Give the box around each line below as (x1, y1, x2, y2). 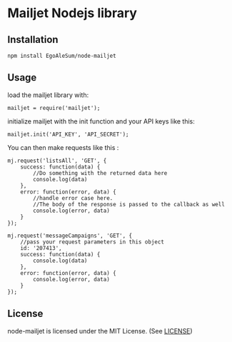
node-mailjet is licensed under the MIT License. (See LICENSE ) (7, 326, 193, 335)
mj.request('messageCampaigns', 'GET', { (7, 232, 133, 239)
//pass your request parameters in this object (20, 238, 164, 246)
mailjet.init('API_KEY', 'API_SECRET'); (7, 131, 130, 138)
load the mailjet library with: (7, 91, 89, 99)
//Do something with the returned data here (33, 169, 168, 176)
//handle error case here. (33, 194, 114, 201)
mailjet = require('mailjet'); (7, 104, 101, 111)
